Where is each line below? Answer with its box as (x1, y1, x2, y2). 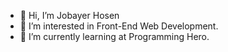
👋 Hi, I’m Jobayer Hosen (19, 10, 120, 21)
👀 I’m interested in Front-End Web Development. (19, 20, 219, 32)
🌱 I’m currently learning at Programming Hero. (19, 31, 210, 42)
